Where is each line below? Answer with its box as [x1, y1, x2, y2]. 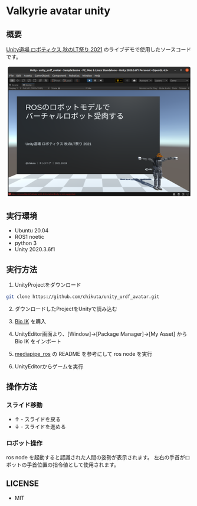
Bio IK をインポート [14, 338, 62, 345]
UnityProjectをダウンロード [14, 281, 81, 288]
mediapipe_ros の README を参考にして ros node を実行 [14, 350, 153, 357]
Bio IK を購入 [14, 317, 46, 325]
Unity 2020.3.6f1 [14, 246, 55, 253]
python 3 [14, 239, 37, 246]
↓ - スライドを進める [14, 423, 66, 430]
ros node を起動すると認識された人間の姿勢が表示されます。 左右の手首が [6, 453, 185, 460]
